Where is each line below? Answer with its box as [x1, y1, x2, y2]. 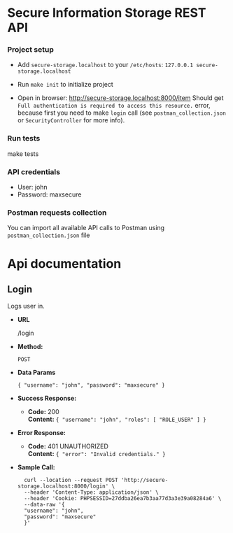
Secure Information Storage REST [7, 5, 206, 21]
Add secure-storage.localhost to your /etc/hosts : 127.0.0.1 [17, 61, 194, 69]
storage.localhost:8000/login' [17, 483, 109, 490]
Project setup [7, 45, 54, 55]
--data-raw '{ [24, 502, 65, 509]
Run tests [7, 134, 41, 143]
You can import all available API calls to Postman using [7, 224, 165, 232]
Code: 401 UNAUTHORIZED [27, 442, 108, 450]
